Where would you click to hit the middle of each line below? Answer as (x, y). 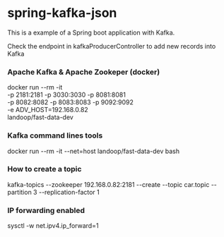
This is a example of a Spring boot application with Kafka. (91, 32)
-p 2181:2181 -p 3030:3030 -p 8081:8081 (66, 95)
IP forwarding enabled (46, 210)
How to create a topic (45, 169)
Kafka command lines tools (55, 135)
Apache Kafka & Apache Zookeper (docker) (84, 72)
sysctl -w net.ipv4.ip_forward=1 (53, 226)
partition (19, 192)
